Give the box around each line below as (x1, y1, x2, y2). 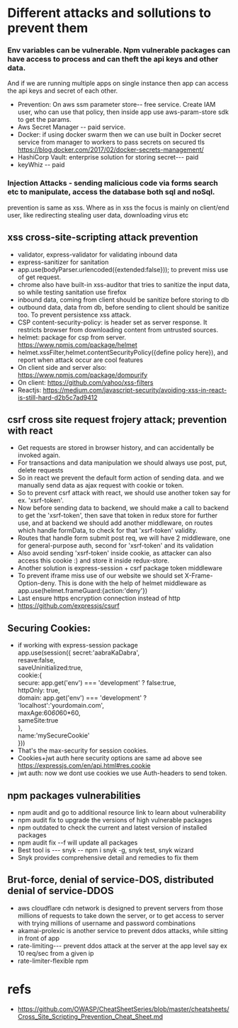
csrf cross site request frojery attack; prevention (7, 413, 227, 426)
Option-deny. (17, 579, 57, 587)
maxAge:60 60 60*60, (17, 708, 81, 717)
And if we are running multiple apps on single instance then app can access (7, 79, 229, 88)
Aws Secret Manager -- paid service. (17, 123, 126, 132)
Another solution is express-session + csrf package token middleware (17, 564, 223, 572)
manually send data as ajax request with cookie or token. (17, 481, 184, 490)
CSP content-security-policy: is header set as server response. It (17, 317, 208, 327)
